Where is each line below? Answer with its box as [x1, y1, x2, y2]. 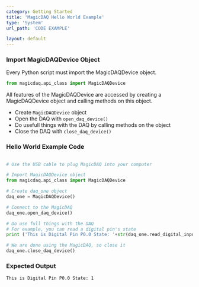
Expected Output [6, 262, 56, 270]
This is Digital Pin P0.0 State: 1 [6, 275, 94, 282]
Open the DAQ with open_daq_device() [14, 115, 108, 122]
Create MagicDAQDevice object [14, 109, 87, 116]
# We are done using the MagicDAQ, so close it [6, 243, 126, 248]
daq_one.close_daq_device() [6, 248, 76, 254]
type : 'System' [6, 20, 44, 25]
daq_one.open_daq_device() [6, 210, 73, 216]
